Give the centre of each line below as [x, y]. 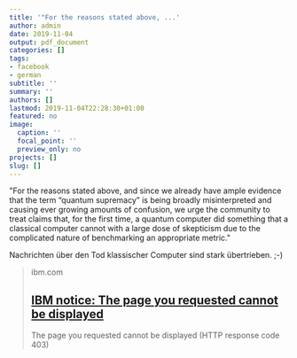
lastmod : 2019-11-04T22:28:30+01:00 [77, 108]
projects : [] [33, 157]
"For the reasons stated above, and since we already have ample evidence [145, 191]
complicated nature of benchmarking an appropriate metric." [120, 238]
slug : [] [25, 166]
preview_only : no [49, 149]
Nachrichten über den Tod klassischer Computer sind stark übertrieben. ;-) [146, 255]
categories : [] [37, 51]
